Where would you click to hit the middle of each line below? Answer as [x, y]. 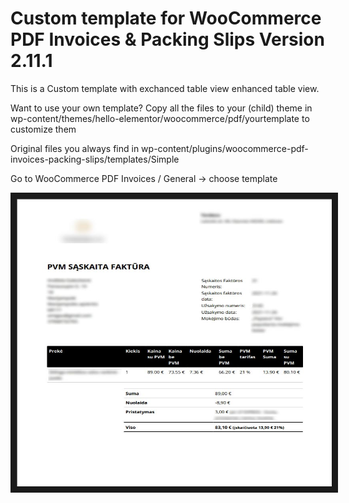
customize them [43, 129]
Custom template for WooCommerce [166, 18]
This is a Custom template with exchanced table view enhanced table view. [165, 88]
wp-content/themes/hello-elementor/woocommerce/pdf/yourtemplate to [160, 118]
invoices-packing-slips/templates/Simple [95, 159]
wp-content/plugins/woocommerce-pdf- [225, 148]
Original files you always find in [75, 148]
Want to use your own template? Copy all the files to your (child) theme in [161, 108]
